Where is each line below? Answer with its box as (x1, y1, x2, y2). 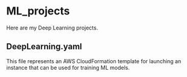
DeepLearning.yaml (6, 42, 83, 52)
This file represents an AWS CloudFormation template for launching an (6, 57, 182, 64)
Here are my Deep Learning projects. (6, 24, 98, 31)
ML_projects (6, 4, 71, 18)
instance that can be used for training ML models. (6, 64, 130, 71)
